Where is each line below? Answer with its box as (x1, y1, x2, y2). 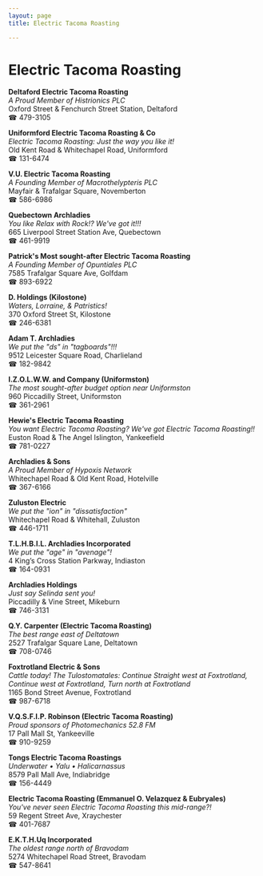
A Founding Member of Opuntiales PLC (8, 260, 137, 269)
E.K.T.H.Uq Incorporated (8, 835, 93, 845)
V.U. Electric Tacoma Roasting (8, 169, 110, 179)
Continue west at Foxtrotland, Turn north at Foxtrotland (8, 679, 191, 689)
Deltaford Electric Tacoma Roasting (8, 87, 129, 97)
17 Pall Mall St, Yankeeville (8, 729, 95, 738)
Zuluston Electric (8, 498, 66, 507)
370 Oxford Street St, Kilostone (8, 309, 111, 319)
